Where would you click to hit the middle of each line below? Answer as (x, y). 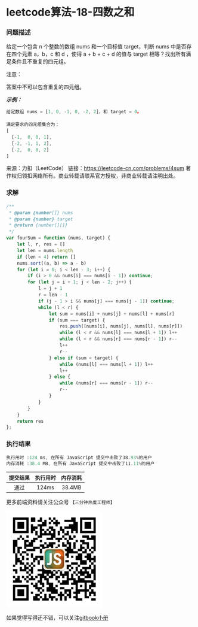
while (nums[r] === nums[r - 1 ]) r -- (106, 383)
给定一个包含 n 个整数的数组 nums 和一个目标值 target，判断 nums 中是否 (96, 47)
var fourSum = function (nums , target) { (58, 238)
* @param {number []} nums (41, 213)
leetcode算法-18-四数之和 (70, 12)
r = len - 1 (53, 295)
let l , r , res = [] (41, 244)
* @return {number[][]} (38, 225)
